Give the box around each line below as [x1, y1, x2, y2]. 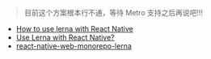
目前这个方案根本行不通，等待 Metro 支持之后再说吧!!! [23, 8, 204, 17]
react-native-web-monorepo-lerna [15, 41, 132, 51]
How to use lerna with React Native [15, 24, 133, 33]
